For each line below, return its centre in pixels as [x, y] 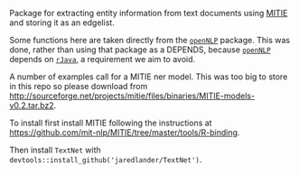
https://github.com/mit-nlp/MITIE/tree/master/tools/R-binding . [125, 133]
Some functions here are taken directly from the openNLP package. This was [150, 40]
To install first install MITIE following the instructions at [111, 123]
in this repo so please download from [79, 86]
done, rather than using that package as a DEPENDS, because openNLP [140, 50]
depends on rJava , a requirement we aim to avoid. [103, 59]
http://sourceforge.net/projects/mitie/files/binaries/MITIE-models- [132, 96]
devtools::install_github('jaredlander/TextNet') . [106, 160]
